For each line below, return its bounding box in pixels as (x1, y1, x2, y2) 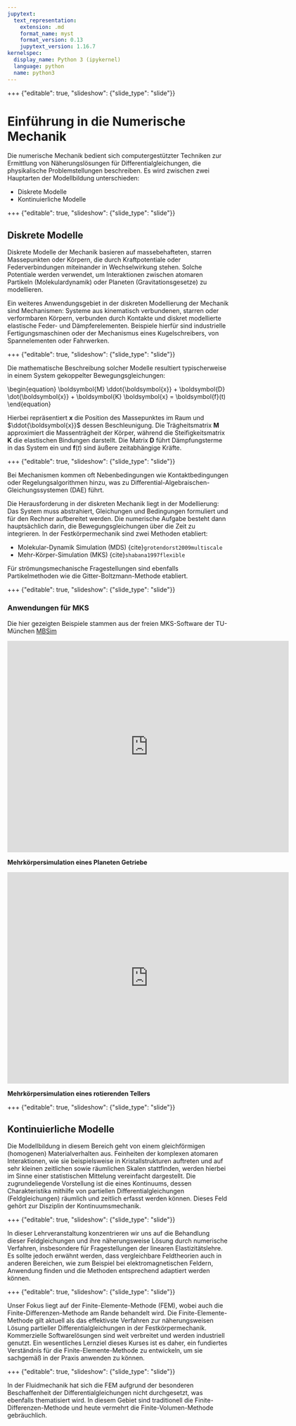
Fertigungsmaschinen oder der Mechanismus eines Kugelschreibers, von (7, 329, 219, 338)
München (7, 627, 35, 635)
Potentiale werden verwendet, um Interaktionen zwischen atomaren (7, 271, 203, 279)
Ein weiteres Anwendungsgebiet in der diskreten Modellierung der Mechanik (7, 299, 229, 307)
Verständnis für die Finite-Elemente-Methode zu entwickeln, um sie (7, 1346, 203, 1355)
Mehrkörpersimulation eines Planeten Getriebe (7, 858, 148, 866)
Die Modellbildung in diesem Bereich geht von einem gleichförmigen (7, 1142, 205, 1150)
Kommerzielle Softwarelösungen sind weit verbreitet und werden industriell (7, 1332, 225, 1340)
